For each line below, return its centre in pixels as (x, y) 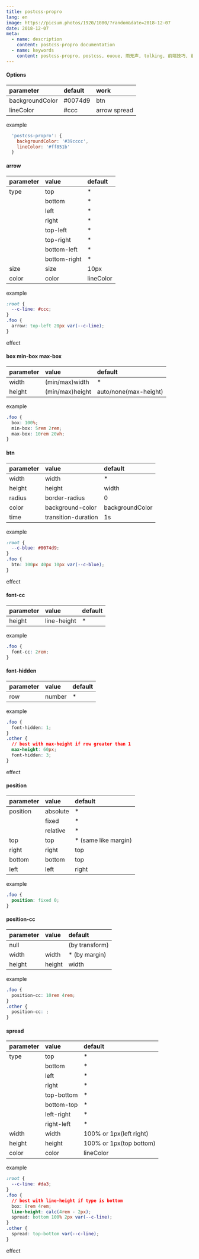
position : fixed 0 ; (36, 900)
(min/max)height (68, 392)
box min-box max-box (34, 356)
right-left (58, 1124)
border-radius (65, 498)
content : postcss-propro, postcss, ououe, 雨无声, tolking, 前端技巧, (102, 56)
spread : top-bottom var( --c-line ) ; (55, 1234)
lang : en (17, 17)
